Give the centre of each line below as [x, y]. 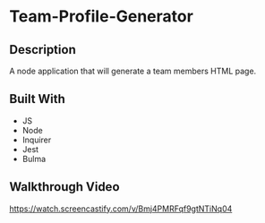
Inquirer [37, 140]
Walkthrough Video [64, 187]
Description [43, 50]
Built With [37, 99]
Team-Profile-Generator [102, 17]
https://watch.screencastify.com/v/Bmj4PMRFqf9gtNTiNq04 [121, 209]
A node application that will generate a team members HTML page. [133, 71]
